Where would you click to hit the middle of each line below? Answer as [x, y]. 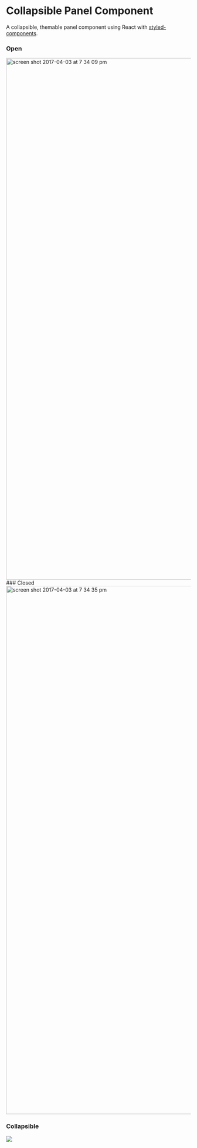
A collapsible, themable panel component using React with [77, 27]
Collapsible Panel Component [80, 11]
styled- [157, 27]
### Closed [20, 583]
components [21, 33]
